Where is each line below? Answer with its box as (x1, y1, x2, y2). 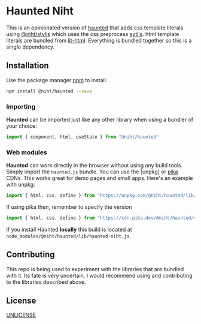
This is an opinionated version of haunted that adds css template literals (6, 24, 184, 31)
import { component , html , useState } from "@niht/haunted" (6, 134, 160, 140)
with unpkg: (6, 181, 35, 188)
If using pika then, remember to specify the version (6, 203, 132, 211)
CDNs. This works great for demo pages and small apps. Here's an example (6, 175, 193, 182)
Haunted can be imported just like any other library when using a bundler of (6, 116, 193, 123)
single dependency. (6, 43, 55, 50)
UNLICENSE (6, 311, 36, 319)
